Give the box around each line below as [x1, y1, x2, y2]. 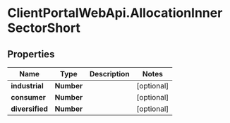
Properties [7, 48, 55, 60]
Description [89, 69, 130, 78]
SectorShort [7, 20, 81, 36]
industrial [11, 81, 44, 90]
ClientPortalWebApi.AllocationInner [7, 5, 223, 21]
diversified [11, 104, 48, 114]
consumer [11, 93, 46, 102]
